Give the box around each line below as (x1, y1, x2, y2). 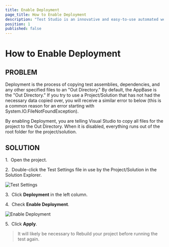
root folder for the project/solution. (5, 129, 77, 135)
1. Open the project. (5, 157, 47, 163)
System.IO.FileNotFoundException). (5, 108, 79, 114)
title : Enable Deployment (5, 7, 59, 13)
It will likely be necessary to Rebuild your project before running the (17, 230, 158, 236)
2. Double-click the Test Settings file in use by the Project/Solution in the (5, 166, 157, 172)
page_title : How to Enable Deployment (5, 12, 87, 17)
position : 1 (5, 21, 30, 27)
